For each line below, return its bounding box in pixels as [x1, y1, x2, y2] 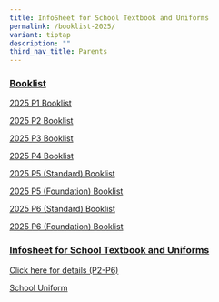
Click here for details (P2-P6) [9, 265, 119, 276]
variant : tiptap [9, 30, 71, 39]
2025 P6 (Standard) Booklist [9, 204, 116, 215]
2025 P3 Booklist [9, 133, 75, 144]
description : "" [9, 38, 71, 48]
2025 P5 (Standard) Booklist [9, 168, 115, 179]
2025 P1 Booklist [9, 97, 73, 109]
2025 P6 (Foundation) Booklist [9, 221, 124, 232]
